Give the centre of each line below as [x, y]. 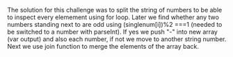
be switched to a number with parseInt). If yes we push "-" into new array [112, 32]
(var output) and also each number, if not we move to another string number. [117, 39]
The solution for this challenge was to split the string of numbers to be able [115, 10]
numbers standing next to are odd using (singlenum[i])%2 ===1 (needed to [115, 24]
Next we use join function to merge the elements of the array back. [103, 46]
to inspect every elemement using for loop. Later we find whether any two [113, 17]
